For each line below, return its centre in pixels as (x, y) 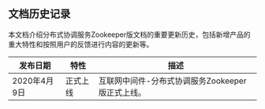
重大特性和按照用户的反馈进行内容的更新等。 (81, 44)
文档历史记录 (39, 14)
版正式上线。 (122, 93)
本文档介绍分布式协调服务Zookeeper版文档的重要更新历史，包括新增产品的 (129, 35)
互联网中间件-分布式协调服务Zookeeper (172, 81)
